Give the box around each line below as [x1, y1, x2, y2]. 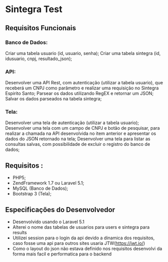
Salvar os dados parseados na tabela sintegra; [5, 96, 102, 102]
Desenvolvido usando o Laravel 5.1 [12, 219, 85, 225]
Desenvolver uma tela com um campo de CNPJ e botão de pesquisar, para [5, 125, 160, 131]
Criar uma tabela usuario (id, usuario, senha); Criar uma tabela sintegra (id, [5, 50, 161, 56]
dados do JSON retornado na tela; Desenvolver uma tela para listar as [5, 136, 150, 142]
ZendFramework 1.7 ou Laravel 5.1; [12, 180, 84, 186]
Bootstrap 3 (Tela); [12, 191, 52, 197]
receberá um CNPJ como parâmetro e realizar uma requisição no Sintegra [5, 85, 159, 91]
